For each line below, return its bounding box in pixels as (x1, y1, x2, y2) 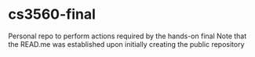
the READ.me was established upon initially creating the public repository (8, 39, 245, 48)
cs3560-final (8, 5, 97, 23)
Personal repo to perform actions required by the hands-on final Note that (8, 31, 247, 41)
